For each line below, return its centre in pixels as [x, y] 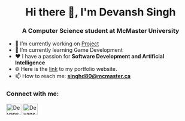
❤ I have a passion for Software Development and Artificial [90, 57]
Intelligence [30, 63]
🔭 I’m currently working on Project [57, 44]
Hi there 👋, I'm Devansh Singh [101, 12]
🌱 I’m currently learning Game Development [69, 50]
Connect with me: [33, 94]
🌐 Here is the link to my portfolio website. [66, 69]
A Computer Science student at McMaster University [101, 31]
